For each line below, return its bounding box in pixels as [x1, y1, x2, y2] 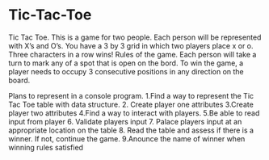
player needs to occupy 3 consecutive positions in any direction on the [8, 66, 244, 76]
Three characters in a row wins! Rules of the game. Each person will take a [8, 49, 257, 59]
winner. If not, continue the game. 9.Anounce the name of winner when [8, 133, 246, 143]
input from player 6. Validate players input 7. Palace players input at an [8, 116, 242, 126]
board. [8, 75, 31, 85]
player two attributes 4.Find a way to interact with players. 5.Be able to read [8, 107, 260, 118]
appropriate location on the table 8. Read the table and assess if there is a [8, 125, 254, 135]
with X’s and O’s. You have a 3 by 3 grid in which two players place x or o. [8, 40, 254, 50]
